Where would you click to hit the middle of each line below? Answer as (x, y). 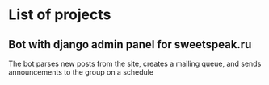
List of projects (60, 15)
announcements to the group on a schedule (81, 72)
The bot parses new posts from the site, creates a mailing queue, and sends (135, 63)
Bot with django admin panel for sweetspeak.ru (130, 45)
